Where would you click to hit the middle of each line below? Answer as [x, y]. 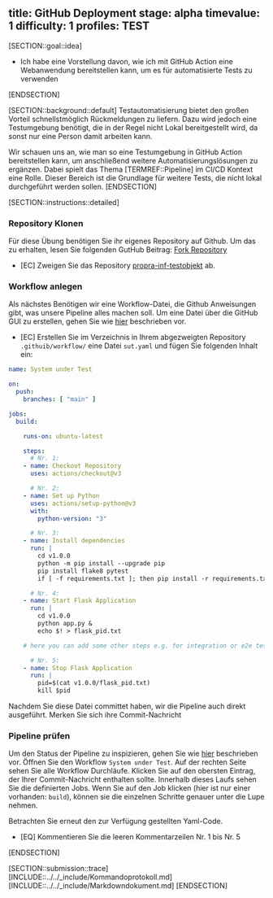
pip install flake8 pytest [83, 571]
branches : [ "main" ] [59, 399]
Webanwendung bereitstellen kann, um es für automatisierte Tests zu [136, 70]
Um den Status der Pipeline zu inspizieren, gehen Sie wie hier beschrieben [133, 754]
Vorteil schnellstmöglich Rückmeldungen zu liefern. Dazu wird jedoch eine [133, 119]
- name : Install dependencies [74, 541]
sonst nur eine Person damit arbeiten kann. [80, 136]
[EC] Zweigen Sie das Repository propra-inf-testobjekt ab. [117, 266]
